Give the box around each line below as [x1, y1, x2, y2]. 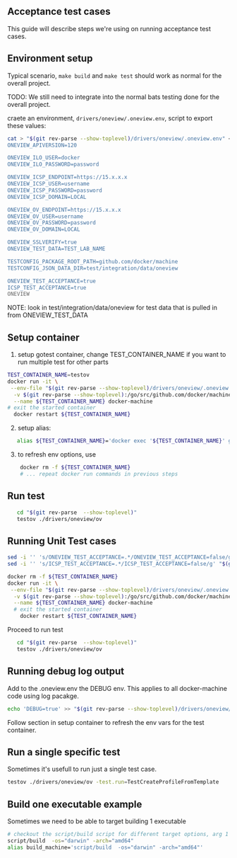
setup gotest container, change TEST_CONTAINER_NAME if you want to [17, 350, 226, 359]
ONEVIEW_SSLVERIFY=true [7, 239, 78, 246]
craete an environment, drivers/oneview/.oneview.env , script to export [7, 113, 213, 122]
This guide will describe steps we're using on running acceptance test [7, 24, 212, 33]
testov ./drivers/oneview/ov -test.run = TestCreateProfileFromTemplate [7, 779, 219, 786]
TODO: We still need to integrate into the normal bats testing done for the [7, 92, 220, 101]
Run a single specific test [7, 746, 121, 758]
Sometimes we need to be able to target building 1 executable [7, 817, 187, 825]
